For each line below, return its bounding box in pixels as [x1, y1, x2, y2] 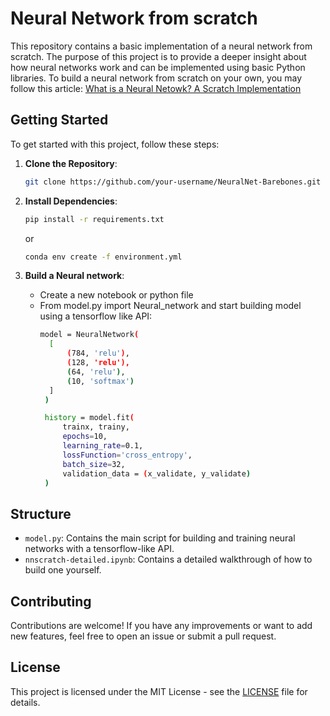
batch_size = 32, [62, 459, 126, 469]
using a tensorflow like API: [39, 310, 153, 322]
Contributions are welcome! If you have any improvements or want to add [10, 620, 313, 631]
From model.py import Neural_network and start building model [39, 300, 302, 312]
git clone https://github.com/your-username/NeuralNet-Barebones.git [24, 177, 322, 187]
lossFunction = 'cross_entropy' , [62, 450, 193, 460]
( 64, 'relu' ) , [66, 367, 126, 377]
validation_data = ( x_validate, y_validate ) [62, 468, 252, 479]
